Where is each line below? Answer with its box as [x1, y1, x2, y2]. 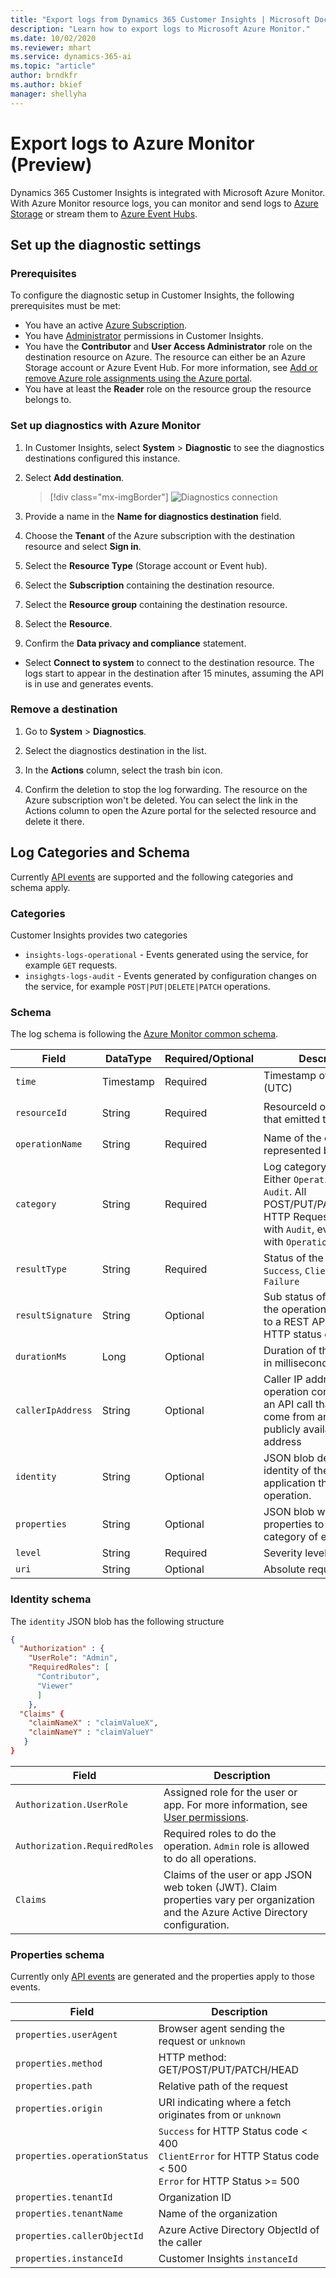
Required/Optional [164, 1052, 255, 1066]
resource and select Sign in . [24, 540, 142, 552]
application [263, 1476, 316, 1490]
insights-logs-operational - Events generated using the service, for [24, 948, 309, 960]
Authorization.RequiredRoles [15, 1840, 154, 1851]
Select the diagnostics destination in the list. [24, 744, 207, 756]
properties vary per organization [163, 1892, 316, 1906]
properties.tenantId [15, 2192, 113, 2203]
